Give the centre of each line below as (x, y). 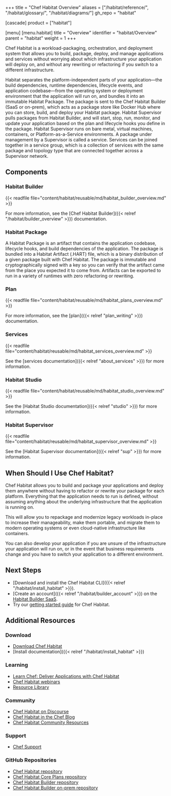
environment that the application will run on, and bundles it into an (75, 96)
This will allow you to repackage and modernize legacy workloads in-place (84, 517)
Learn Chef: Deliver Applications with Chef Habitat (66, 676)
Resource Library (31, 687)
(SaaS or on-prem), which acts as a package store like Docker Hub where (83, 107)
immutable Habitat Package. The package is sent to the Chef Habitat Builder (86, 101)
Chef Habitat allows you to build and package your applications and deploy (84, 485)
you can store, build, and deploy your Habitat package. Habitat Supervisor (83, 113)
